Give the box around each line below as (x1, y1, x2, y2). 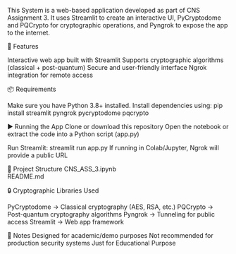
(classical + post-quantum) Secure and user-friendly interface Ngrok (7, 64, 207, 71)
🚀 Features (7, 42, 39, 50)
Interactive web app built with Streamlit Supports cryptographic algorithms (7, 56, 224, 64)
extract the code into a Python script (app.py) (7, 130, 139, 138)
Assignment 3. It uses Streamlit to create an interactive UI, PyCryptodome (7, 13, 222, 22)
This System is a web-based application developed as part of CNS (7, 6, 201, 14)
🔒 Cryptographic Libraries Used (7, 186, 99, 195)
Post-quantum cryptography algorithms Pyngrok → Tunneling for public (7, 210, 216, 218)
